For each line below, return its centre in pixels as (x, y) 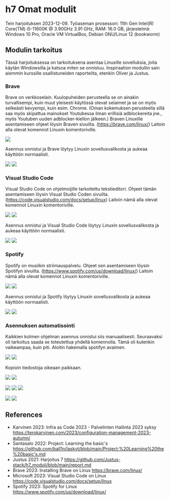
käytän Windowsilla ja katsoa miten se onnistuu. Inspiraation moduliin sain (82, 67)
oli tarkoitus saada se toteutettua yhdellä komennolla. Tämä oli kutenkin (80, 342)
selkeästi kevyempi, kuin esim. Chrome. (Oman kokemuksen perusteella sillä (85, 108)
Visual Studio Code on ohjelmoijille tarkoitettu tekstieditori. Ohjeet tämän (81, 189)
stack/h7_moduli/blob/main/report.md (52, 465)
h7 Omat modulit (41, 9)
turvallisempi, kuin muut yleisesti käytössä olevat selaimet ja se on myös (81, 103)
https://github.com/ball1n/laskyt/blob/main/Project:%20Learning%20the (88, 449)
